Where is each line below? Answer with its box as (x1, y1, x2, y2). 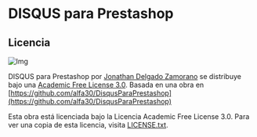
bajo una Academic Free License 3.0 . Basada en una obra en (8, 80, 205, 89)
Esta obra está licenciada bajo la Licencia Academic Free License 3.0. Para (8, 112, 250, 121)
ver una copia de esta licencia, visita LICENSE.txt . (8, 121, 168, 129)
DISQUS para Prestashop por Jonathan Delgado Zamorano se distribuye (8, 72, 241, 81)
